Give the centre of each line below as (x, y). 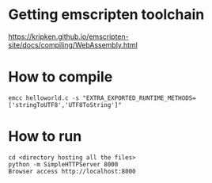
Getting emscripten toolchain (106, 15)
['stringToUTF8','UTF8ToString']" (65, 105)
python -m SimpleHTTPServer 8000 (63, 164)
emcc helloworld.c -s (44, 98)
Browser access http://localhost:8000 (72, 171)
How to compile (61, 77)
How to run (45, 137)
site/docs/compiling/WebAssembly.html (73, 44)
